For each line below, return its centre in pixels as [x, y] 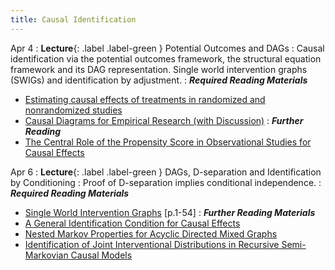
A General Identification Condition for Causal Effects [132, 223]
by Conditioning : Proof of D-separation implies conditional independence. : [166, 182]
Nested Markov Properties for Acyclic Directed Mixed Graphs [151, 233]
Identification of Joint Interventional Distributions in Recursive [152, 244]
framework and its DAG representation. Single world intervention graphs [159, 69]
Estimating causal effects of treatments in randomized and [145, 99]
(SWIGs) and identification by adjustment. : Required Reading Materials [159, 80]
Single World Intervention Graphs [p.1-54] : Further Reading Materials [170, 212]
